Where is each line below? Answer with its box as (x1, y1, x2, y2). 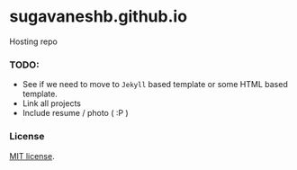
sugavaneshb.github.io (9, 6, 187, 27)
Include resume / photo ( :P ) (22, 108, 129, 119)
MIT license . (9, 150, 56, 161)
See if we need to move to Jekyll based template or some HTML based (22, 79, 288, 90)
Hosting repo (9, 36, 58, 47)
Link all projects (22, 98, 81, 109)
